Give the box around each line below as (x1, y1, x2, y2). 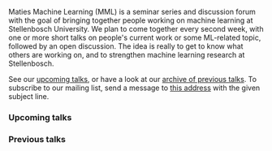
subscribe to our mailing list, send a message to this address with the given (8, 83, 261, 93)
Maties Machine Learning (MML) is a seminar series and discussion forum (8, 7, 256, 16)
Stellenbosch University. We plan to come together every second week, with (8, 24, 264, 33)
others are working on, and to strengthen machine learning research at (8, 50, 245, 59)
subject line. (8, 92, 50, 101)
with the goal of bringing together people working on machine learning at (8, 15, 253, 25)
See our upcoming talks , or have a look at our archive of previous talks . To (8, 75, 257, 84)
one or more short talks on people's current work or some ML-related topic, (8, 32, 261, 42)
